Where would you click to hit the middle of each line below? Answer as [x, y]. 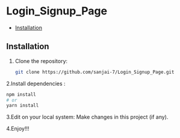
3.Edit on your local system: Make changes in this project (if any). [87, 117]
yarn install [23, 106]
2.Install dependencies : [36, 83]
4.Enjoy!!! [18, 129]
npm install [21, 94]
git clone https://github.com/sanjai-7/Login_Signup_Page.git [95, 72]
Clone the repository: [41, 61]
